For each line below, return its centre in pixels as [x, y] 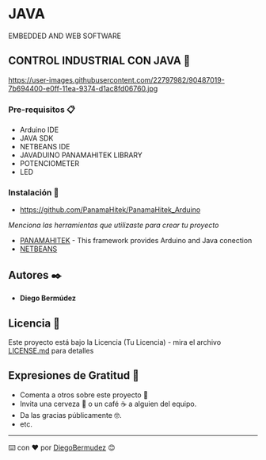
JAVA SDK [36, 138]
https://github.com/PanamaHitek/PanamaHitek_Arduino [110, 210]
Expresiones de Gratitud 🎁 [74, 375]
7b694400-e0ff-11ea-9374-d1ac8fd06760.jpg [83, 88]
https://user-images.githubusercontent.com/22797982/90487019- [117, 79]
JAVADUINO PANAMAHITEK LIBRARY [81, 155]
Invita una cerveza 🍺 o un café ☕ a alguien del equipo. [108, 404]
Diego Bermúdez [48, 298]
